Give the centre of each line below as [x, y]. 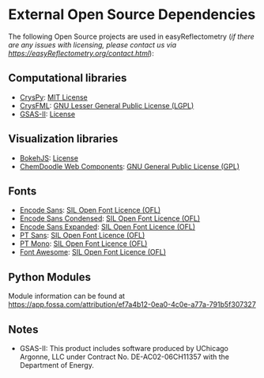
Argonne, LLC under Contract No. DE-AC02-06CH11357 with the [124, 357]
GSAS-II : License [47, 114]
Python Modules [50, 277]
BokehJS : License [49, 158]
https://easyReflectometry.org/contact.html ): [81, 53]
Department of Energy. [57, 365]
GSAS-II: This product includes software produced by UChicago [124, 348]
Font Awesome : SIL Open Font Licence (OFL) [93, 252]
